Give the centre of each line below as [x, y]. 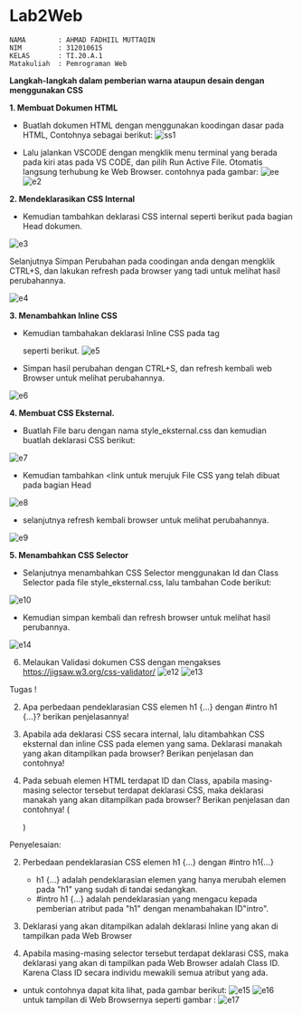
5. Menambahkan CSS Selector [69, 555]
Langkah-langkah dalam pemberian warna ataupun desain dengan [137, 80]
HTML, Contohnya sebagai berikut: [88, 135]
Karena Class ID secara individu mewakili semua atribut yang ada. [145, 972]
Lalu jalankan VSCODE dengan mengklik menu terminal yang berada [150, 152]
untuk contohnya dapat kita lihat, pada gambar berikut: [125, 990]
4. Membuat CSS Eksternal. [62, 412]
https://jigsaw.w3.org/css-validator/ [89, 671]
